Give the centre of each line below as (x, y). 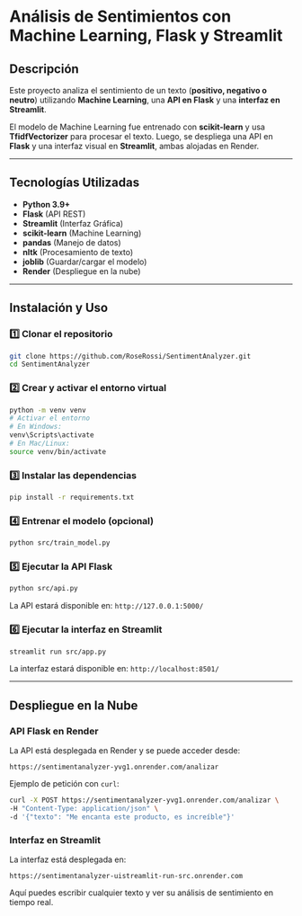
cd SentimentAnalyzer (50, 365)
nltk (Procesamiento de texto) (78, 252)
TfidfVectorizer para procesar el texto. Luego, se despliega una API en (141, 136)
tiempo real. (31, 903)
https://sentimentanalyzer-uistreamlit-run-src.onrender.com (126, 876)
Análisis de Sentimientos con (120, 17)
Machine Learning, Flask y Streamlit (146, 36)
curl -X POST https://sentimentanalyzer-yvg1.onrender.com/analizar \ (144, 800)
